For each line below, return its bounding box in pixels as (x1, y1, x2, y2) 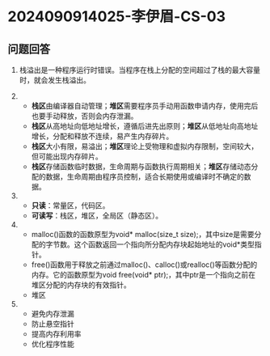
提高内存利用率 (31, 329, 82, 338)
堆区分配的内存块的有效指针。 (31, 280, 131, 290)
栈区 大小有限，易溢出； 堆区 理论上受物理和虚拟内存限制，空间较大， (31, 142, 259, 150)
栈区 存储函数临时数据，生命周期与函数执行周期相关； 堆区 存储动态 (31, 162, 251, 171)
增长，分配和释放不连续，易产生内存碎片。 (31, 131, 174, 141)
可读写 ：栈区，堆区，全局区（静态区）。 (31, 211, 163, 220)
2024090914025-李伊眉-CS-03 (7, 7, 226, 26)
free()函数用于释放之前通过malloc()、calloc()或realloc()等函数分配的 (31, 260, 258, 269)
